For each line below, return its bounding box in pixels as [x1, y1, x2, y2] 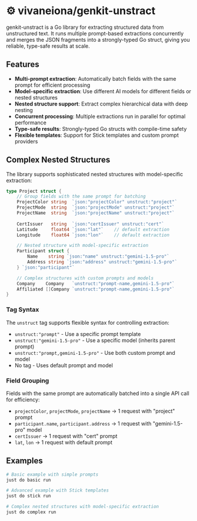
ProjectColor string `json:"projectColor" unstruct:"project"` [16, 199, 178, 205]
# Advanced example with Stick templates [6, 487, 109, 493]
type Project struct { [6, 188, 62, 194]
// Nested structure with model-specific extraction [16, 243, 149, 249]
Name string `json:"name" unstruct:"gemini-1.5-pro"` [27, 253, 169, 260]
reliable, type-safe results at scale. [6, 42, 90, 50]
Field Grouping [6, 376, 49, 384]
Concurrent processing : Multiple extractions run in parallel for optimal [14, 113, 186, 120]
